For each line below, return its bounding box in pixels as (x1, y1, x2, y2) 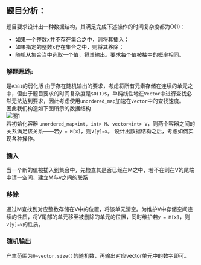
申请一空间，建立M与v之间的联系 (6, 174, 89, 181)
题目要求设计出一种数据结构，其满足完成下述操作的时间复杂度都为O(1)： (6, 23, 186, 30)
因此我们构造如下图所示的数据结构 (6, 105, 91, 112)
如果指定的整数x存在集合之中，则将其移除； (14, 43, 124, 50)
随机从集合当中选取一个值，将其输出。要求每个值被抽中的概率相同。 (14, 51, 185, 58)
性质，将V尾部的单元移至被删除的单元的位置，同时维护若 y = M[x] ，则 (16, 213, 190, 220)
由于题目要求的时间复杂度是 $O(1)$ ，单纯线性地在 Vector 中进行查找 (22, 90, 187, 97)
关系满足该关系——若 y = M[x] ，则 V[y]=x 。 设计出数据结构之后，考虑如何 (6, 127, 189, 135)
